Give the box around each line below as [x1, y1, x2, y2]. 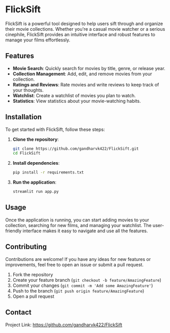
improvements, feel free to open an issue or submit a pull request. [5, 261, 144, 268]
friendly [5, 228, 22, 234]
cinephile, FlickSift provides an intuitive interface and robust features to [5, 31, 156, 37]
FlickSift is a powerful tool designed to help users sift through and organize [5, 20, 163, 27]
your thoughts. [12, 87, 44, 93]
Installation [5, 113, 42, 121]
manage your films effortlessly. [5, 37, 70, 43]
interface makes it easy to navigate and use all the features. [22, 228, 148, 234]
